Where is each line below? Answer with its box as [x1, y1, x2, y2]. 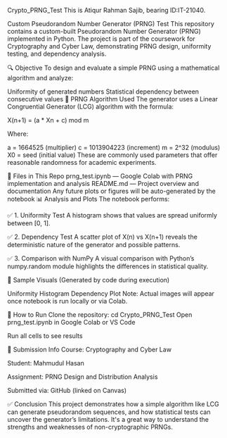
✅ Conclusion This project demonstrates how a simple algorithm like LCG [7, 400, 219, 408]
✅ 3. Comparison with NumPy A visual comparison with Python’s [7, 254, 195, 263]
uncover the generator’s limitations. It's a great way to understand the [7, 415, 209, 423]
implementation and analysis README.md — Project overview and [7, 180, 199, 187]
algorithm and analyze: [7, 74, 74, 82]
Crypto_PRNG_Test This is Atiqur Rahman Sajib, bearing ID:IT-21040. [7, 6, 206, 14]
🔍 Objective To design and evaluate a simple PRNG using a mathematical [7, 63, 220, 72]
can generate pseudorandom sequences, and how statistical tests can [7, 408, 211, 416]
